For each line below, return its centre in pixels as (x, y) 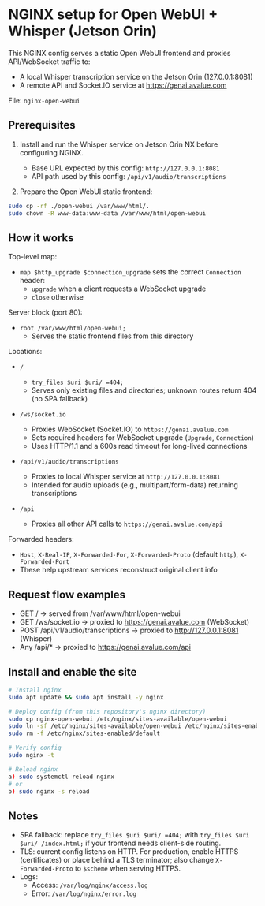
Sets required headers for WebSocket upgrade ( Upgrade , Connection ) (143, 438)
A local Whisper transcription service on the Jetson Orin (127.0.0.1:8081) (136, 76)
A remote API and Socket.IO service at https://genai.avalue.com (123, 85)
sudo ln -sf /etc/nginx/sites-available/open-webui (95, 726)
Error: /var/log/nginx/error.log (84, 893)
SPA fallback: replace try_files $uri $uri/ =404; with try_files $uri (134, 835)
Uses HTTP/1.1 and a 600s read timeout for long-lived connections (139, 446)
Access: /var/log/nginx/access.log (90, 885)
